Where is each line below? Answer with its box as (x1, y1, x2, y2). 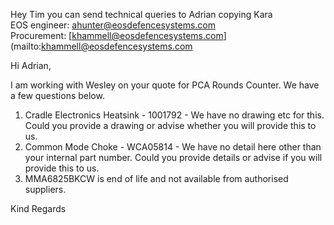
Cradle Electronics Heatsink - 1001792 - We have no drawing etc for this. (24, 109, 325, 121)
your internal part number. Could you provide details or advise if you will (24, 152, 323, 163)
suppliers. (24, 184, 67, 195)
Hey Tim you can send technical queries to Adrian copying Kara (10, 9, 273, 20)
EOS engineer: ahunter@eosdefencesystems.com (10, 19, 217, 31)
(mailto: (10, 40, 42, 52)
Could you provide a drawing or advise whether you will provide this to (24, 120, 317, 131)
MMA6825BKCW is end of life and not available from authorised (24, 173, 289, 184)
